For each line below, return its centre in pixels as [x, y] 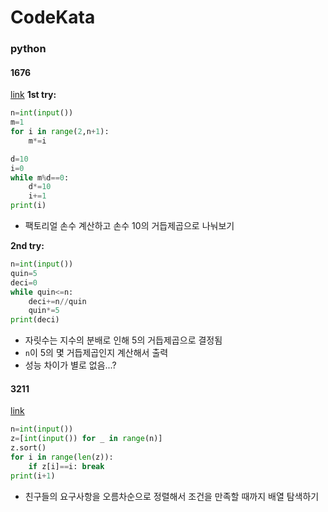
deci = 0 [24, 282]
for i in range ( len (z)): [62, 457]
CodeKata [53, 17]
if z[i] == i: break [66, 466]
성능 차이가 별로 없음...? [70, 365]
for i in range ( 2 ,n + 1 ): [60, 132]
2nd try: [27, 246]
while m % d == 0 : [40, 177]
